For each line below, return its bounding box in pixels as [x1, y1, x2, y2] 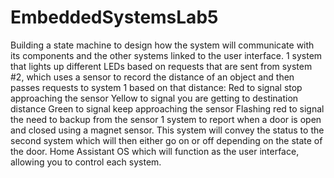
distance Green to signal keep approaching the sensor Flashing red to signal [10, 102, 325, 115]
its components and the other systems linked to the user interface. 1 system [10, 49, 323, 61]
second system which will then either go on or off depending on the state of [10, 134, 323, 146]
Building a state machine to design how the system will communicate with [10, 39, 315, 51]
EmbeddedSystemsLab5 [10, 6, 219, 29]
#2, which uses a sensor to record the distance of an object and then [10, 71, 295, 83]
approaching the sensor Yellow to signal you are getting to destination [10, 92, 299, 104]
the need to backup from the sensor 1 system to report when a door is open [10, 113, 322, 125]
